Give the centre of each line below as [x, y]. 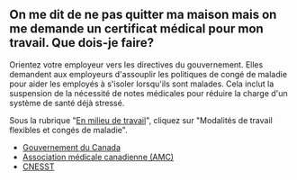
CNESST [38, 166]
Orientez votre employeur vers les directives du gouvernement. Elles [136, 64]
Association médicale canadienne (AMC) [98, 157]
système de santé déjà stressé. [67, 103]
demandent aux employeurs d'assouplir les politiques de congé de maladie [148, 74]
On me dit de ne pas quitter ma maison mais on [143, 15]
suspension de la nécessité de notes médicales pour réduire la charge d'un [148, 93]
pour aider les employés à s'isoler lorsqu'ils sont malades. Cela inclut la [142, 84]
